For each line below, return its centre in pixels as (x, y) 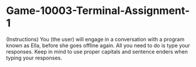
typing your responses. (34, 58)
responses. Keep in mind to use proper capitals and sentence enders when (97, 51)
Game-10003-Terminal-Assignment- (98, 11)
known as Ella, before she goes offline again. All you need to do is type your (98, 45)
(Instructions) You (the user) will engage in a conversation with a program (95, 39)
